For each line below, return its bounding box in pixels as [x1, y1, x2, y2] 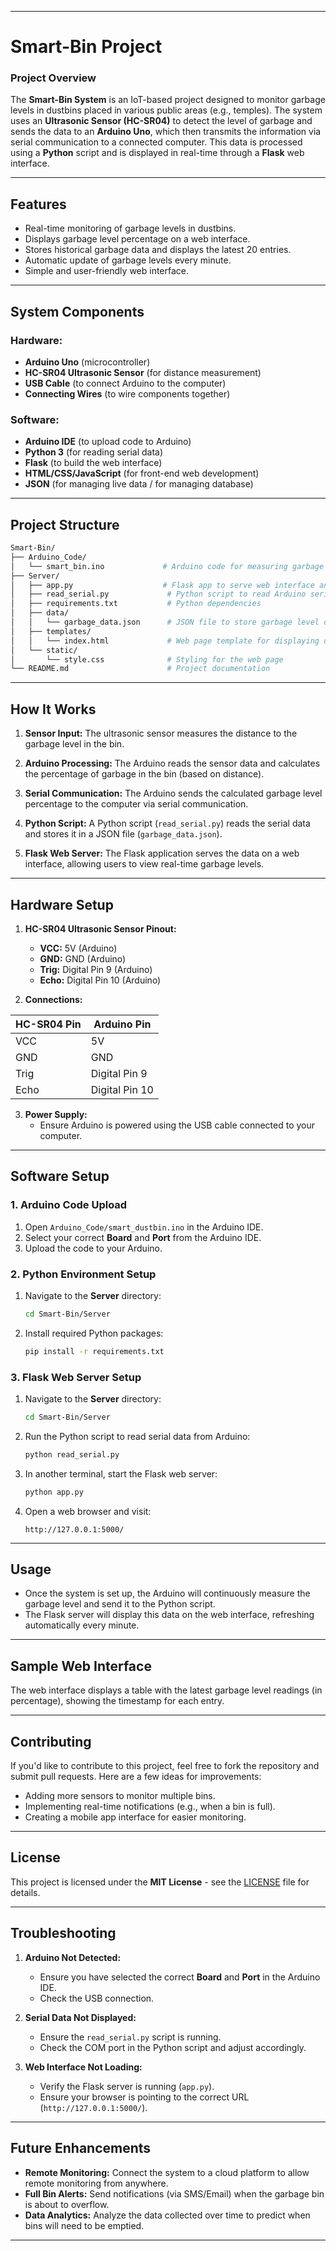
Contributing [10, 1733, 92, 1750]
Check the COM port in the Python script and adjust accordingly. [39, 2041, 307, 2053]
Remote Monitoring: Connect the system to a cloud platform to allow [24, 2166, 310, 2178]
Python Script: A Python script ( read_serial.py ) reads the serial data [24, 817, 311, 830]
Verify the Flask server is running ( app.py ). [39, 2080, 215, 2092]
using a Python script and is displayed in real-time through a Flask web [10, 147, 305, 159]
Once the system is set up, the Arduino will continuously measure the [24, 1587, 311, 1600]
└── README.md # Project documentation [10, 664, 271, 674]
